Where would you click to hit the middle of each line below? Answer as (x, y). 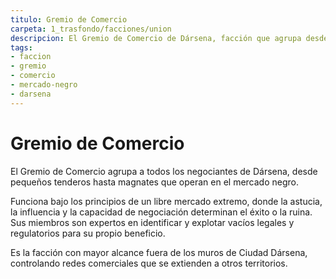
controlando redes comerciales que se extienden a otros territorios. (149, 263)
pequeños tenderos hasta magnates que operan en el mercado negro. (154, 182)
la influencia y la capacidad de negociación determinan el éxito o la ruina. (161, 212)
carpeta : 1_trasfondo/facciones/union (91, 29)
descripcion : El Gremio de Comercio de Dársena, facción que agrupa (156, 38)
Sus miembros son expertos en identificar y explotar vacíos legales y (152, 222)
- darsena (31, 94)
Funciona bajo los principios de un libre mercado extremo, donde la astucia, (166, 201)
